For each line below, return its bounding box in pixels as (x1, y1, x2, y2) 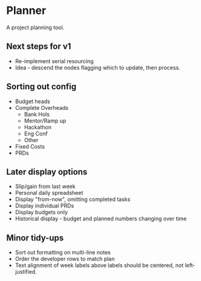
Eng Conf (24, 130, 48, 137)
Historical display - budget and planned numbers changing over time (15, 215, 187, 222)
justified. (15, 268, 38, 276)
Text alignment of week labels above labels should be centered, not (15, 262, 183, 269)
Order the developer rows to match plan (15, 256, 115, 263)
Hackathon (24, 123, 51, 130)
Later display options (6, 166, 88, 177)
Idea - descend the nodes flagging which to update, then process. (15, 64, 180, 71)
